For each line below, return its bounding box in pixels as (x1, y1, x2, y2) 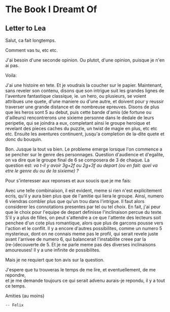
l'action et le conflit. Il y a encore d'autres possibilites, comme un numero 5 (5, 225, 162, 231)
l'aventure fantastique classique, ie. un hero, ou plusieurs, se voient (5, 93, 147, 99)
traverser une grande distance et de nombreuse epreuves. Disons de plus (5, 104, 160, 110)
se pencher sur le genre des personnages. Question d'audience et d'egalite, (5, 152, 164, 157)
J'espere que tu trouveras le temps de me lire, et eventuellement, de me (5, 267, 156, 273)
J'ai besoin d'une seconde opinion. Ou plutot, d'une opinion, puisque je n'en (5, 57, 165, 63)
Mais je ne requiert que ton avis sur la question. (5, 257, 105, 263)
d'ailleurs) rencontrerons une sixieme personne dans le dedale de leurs (5, 115, 154, 121)
